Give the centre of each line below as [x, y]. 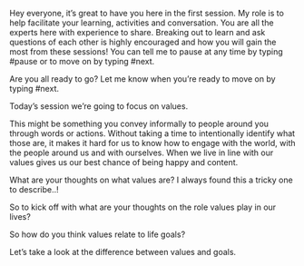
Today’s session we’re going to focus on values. [99, 106]
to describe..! [34, 189]
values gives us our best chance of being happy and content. [124, 162]
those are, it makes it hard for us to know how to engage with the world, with [152, 143]
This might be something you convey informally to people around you [139, 123]
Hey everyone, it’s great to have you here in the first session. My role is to [147, 13]
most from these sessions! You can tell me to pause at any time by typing [146, 52]
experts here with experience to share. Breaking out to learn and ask [137, 32]
